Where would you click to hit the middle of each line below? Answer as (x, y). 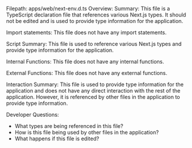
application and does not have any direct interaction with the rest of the (93, 91)
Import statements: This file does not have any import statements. (87, 32)
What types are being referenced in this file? (69, 126)
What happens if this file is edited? (57, 139)
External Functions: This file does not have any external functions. (87, 73)
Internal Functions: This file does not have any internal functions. (85, 62)
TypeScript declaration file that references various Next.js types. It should (96, 15)
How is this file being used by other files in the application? (87, 132)
